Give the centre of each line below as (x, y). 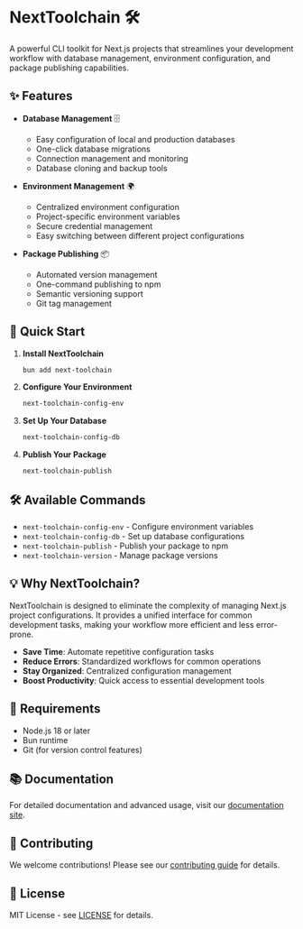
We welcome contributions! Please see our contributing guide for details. (145, 865)
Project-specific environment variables (108, 216)
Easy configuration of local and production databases (136, 139)
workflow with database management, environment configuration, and (140, 58)
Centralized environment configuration (108, 207)
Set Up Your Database (64, 421)
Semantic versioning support (89, 293)
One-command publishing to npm (98, 284)
